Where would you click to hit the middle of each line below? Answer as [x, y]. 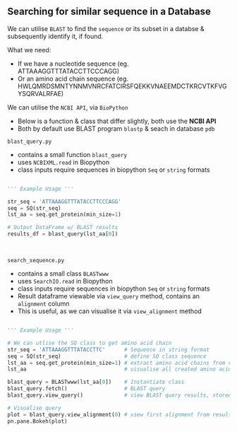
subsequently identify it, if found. [55, 36]
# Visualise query [34, 408]
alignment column [43, 304]
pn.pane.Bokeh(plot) [38, 421]
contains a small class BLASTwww [63, 274]
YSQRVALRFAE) [41, 93]
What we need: [29, 49]
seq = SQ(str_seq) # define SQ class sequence [107, 356]
